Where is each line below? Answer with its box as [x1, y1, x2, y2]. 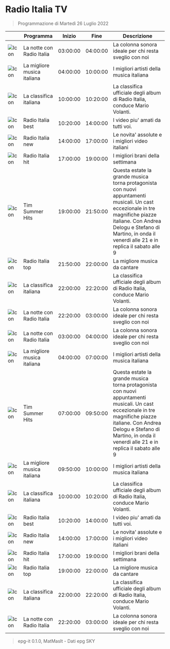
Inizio [62, 32, 76, 39]
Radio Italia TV [5, 4, 68, 15]
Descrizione [122, 32, 153, 39]
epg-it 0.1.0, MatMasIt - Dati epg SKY [17, 638, 95, 644]
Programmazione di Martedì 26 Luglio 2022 [17, 20, 109, 26]
